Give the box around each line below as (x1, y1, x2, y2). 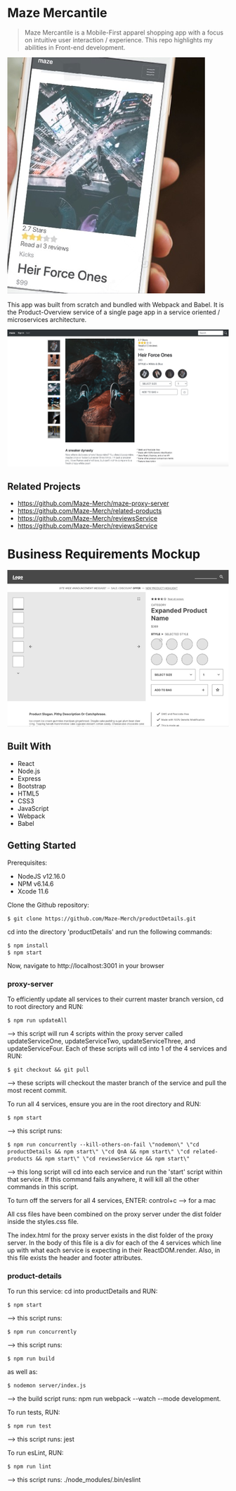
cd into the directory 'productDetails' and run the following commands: (7, 927, 213, 936)
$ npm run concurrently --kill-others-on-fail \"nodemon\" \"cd (7, 1141, 199, 1148)
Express (17, 774, 41, 783)
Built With (7, 741, 51, 753)
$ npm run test (7, 1423, 52, 1430)
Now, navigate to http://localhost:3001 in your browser (7, 961, 165, 970)
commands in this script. (7, 1182, 79, 1191)
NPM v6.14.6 (17, 879, 54, 888)
